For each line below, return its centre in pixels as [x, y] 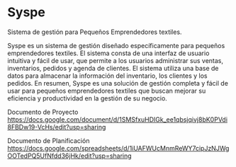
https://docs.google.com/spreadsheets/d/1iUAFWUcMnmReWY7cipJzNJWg [118, 148]
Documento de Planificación [49, 140]
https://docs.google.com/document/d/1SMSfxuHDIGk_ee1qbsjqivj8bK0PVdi [118, 119]
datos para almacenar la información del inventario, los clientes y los [107, 76]
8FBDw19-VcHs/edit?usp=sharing [57, 127]
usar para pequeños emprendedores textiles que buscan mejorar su [107, 91]
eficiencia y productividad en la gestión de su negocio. [88, 98]
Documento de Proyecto [43, 112]
